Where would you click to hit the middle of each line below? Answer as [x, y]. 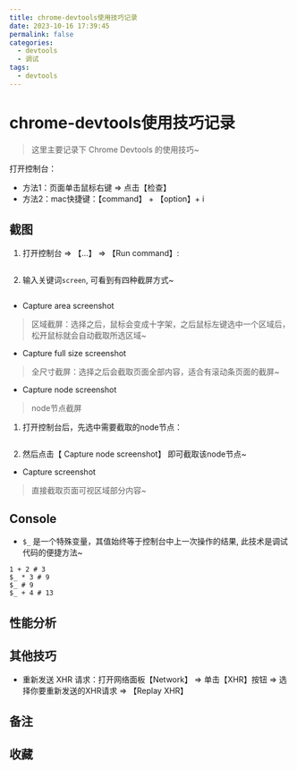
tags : [19, 68]
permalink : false [42, 34]
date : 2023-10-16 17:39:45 [59, 26]
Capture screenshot [59, 472]
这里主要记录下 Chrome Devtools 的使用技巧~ [115, 150]
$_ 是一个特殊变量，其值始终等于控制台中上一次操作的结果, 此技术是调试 [155, 542]
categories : [31, 43]
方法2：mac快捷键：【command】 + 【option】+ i [113, 199]
